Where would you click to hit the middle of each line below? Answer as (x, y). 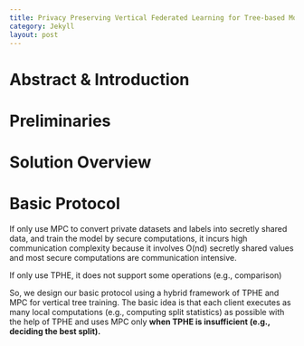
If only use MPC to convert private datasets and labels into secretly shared (148, 228)
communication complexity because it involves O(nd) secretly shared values (152, 248)
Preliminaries (60, 121)
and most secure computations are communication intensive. (123, 257)
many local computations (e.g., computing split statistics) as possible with (147, 312)
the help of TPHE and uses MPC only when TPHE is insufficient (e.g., (140, 322)
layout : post (34, 34)
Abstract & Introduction (100, 79)
